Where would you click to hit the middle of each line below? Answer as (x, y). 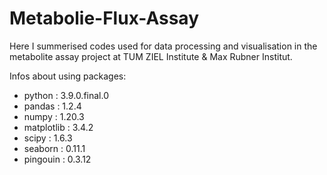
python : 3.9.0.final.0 (66, 95)
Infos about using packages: (68, 76)
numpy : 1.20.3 (54, 116)
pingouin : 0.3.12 (57, 159)
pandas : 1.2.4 (52, 106)
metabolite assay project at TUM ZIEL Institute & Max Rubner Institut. (151, 56)
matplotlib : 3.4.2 (58, 127)
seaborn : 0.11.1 (54, 148)
